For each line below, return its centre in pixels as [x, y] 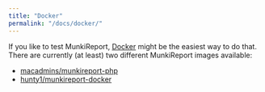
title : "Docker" [36, 16]
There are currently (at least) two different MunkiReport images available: [130, 55]
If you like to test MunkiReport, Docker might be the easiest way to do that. [132, 46]
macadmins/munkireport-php [69, 70]
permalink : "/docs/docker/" [56, 23]
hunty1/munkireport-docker [66, 79]
